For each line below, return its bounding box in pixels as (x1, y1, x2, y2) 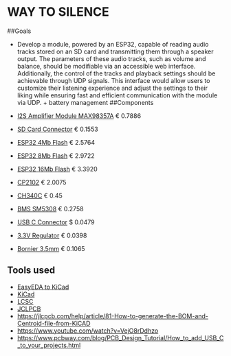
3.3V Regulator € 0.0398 (16, 231, 87, 239)
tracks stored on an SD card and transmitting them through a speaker (16, 47, 214, 56)
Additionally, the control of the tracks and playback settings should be (16, 69, 216, 78)
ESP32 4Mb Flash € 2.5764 (16, 138, 95, 146)
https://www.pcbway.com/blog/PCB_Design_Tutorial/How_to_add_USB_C (16, 333, 224, 342)
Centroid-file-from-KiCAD (16, 319, 91, 327)
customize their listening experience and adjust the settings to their (16, 84, 208, 92)
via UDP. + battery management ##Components (16, 98, 154, 106)
